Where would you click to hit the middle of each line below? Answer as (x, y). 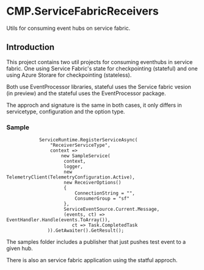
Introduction (31, 47)
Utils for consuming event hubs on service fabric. (68, 28)
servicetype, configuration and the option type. (66, 112)
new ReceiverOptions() (93, 183)
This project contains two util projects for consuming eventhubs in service (100, 62)
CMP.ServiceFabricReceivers (82, 11)
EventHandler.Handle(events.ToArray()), (59, 220)
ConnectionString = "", (105, 193)
